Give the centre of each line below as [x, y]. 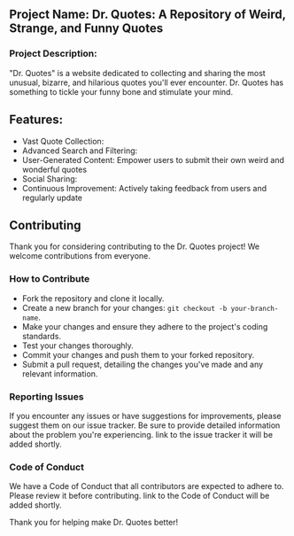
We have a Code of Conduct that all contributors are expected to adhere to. [147, 486]
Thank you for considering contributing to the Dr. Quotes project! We [134, 246]
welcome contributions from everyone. [80, 256]
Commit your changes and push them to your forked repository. [138, 354]
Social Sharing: [50, 179]
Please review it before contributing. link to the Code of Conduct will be [139, 496]
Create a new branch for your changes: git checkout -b [124, 307]
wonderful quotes [54, 169]
